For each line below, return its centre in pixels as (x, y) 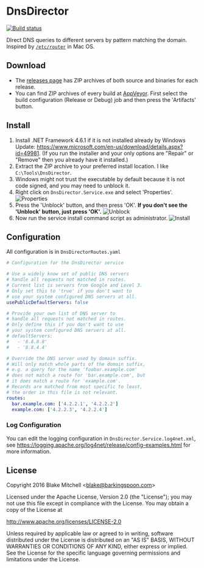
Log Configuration (34, 425)
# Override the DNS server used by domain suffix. (72, 358)
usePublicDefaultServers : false (47, 302)
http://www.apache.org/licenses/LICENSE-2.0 (64, 522)
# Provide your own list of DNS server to (61, 313)
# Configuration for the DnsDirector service (65, 263)
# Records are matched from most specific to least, (75, 387)
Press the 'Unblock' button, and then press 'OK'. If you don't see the (101, 205)
